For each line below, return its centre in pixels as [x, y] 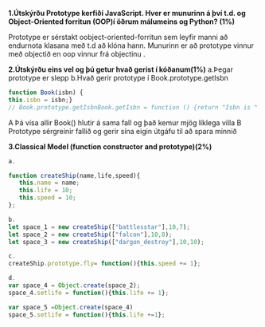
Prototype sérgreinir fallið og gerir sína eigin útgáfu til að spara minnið [123, 131]
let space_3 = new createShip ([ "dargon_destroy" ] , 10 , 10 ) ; [106, 242]
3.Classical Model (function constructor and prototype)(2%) [110, 146]
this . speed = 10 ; [48, 198]
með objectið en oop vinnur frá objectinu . [77, 54]
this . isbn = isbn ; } [41, 100]
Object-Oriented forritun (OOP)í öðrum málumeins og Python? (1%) [121, 22]
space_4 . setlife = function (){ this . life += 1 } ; [89, 293]
